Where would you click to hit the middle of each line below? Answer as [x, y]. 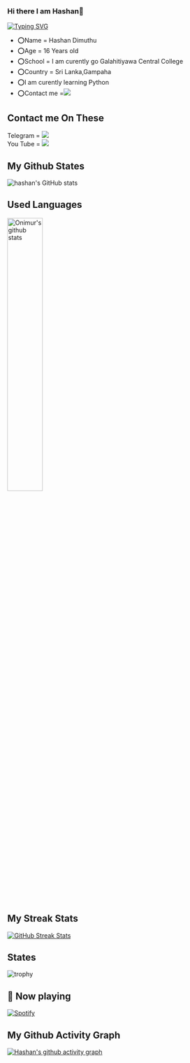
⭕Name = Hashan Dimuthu [57, 41]
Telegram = [24, 136]
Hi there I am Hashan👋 [45, 11]
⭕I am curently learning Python [63, 83]
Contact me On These [56, 118]
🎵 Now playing [39, 996]
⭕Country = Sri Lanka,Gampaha [64, 72]
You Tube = [24, 144]
